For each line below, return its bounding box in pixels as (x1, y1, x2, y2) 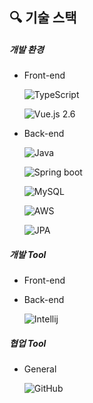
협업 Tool (9, 337, 47, 349)
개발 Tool (9, 248, 47, 260)
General (23, 363, 57, 375)
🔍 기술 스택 (9, 9, 77, 27)
